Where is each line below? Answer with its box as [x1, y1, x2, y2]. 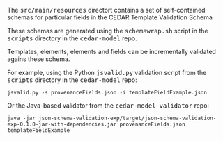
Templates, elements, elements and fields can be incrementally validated [7, 48, 216, 56]
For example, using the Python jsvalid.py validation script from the [7, 69, 207, 76]
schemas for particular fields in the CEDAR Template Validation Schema [7, 13, 213, 22]
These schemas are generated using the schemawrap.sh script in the [7, 27, 208, 35]
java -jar [7, 115, 36, 122]
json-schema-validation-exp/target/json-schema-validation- [38, 115, 217, 122]
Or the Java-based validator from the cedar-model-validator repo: [7, 101, 210, 110]
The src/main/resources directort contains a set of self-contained [7, 6, 206, 14]
